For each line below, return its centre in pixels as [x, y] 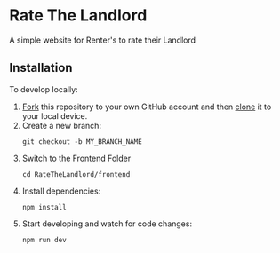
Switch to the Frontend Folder [76, 158]
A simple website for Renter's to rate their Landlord [103, 40]
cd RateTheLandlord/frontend [76, 174]
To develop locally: [44, 89]
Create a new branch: [62, 125]
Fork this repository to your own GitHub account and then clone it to [147, 107]
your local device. [55, 115]
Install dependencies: [61, 191]
